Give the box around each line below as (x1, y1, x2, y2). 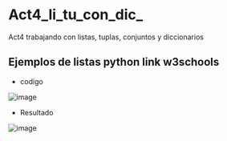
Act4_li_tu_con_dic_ (8, 6, 144, 24)
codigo (19, 76, 44, 86)
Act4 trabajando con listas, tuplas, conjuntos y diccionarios (8, 32, 205, 42)
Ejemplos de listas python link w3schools (8, 55, 220, 69)
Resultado (19, 107, 54, 117)
